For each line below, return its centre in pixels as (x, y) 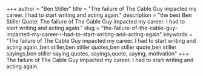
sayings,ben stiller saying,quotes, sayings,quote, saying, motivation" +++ (98, 53)
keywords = (178, 34)
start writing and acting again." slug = (53, 28)
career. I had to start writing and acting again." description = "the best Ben (99, 15)
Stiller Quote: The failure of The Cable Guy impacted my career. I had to (96, 21)
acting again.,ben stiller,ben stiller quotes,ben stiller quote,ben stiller (92, 47)
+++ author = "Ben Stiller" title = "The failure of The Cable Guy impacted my (101, 9)
